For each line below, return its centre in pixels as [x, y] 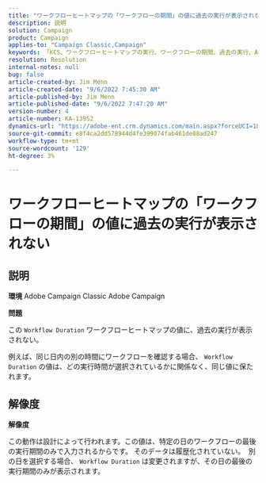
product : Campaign [38, 38]
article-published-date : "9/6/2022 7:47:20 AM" [88, 104]
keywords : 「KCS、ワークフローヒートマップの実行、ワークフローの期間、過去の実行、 [131, 52]
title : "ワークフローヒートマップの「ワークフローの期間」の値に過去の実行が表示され [131, 15]
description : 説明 [37, 23]
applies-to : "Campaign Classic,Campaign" [78, 45]
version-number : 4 [38, 112]
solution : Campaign [40, 30]
